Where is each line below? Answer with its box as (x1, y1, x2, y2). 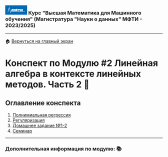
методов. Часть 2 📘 (5, 79, 90, 90)
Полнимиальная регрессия (12, 112, 71, 118)
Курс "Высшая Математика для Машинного (28, 9, 141, 16)
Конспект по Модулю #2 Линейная (5, 57, 158, 69)
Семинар (12, 128, 32, 134)
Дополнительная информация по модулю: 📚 (5, 145, 122, 152)
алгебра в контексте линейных (5, 68, 141, 79)
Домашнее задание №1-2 (12, 122, 67, 128)
